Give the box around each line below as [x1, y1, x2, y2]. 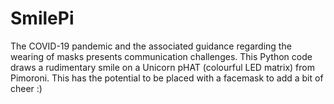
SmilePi [10, 7, 75, 30]
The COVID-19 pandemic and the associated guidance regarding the [10, 40, 292, 52]
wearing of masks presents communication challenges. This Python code [10, 50, 313, 62]
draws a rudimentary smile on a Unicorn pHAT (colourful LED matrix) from [10, 61, 315, 73]
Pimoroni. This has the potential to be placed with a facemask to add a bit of [10, 72, 324, 84]
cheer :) [10, 82, 43, 94]
